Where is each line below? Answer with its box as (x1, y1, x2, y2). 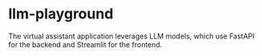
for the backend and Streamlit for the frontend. (8, 39, 163, 49)
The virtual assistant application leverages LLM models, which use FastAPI (8, 31, 255, 41)
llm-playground (8, 5, 114, 23)
